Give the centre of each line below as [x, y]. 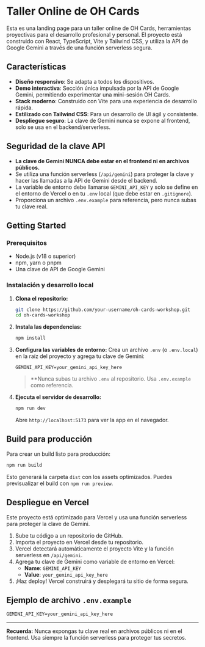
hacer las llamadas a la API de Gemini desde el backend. [86, 180]
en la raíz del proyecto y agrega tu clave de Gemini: [80, 356]
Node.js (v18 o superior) [45, 256]
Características [36, 67]
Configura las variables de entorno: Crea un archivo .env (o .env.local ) [106, 350]
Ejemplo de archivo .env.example [69, 600]
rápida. [24, 108]
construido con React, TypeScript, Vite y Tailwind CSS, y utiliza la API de [97, 41]
